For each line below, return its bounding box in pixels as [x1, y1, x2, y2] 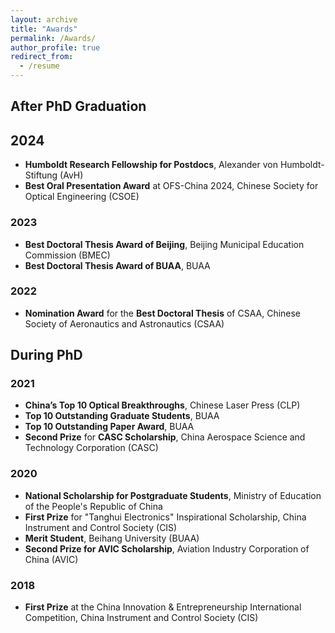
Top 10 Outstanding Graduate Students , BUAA [24, 410, 220, 422]
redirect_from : [10, 52, 74, 62]
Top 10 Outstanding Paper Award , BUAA [24, 421, 195, 433]
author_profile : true [10, 42, 101, 53]
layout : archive [10, 14, 78, 25]
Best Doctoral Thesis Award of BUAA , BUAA [24, 259, 211, 271]
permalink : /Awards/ [10, 33, 97, 43]
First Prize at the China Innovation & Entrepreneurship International [24, 601, 302, 613]
